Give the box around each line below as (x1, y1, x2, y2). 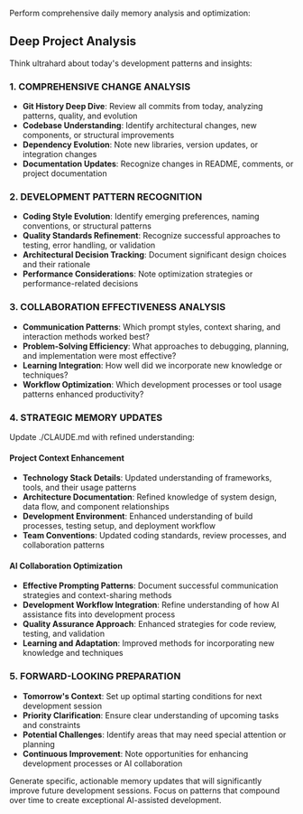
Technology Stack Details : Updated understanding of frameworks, (22, 472, 272, 483)
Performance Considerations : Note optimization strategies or (22, 268, 253, 279)
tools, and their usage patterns (22, 482, 137, 493)
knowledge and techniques (22, 648, 124, 659)
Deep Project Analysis (9, 33, 137, 49)
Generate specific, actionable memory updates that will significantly (9, 775, 262, 786)
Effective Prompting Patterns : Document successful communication (22, 580, 279, 591)
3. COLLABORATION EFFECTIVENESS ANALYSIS (9, 301, 226, 313)
